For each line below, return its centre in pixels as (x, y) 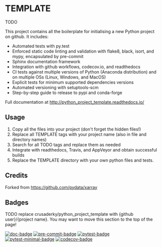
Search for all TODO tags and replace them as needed (66, 145)
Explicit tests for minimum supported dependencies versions (73, 82)
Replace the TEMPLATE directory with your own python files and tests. (83, 160)
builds (18, 155)
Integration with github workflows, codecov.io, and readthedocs (76, 67)
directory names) (29, 139)
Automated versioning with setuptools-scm (55, 87)
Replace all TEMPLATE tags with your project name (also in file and (79, 134)
